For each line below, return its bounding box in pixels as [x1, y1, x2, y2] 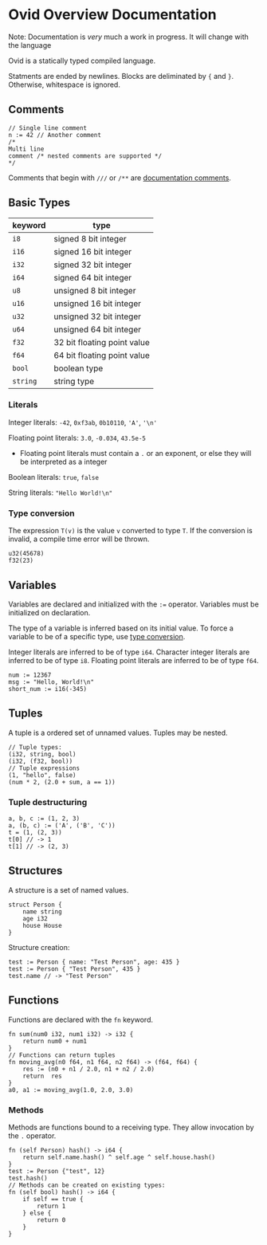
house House [22, 921, 62, 929]
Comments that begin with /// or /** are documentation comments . [8, 173, 231, 183]
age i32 [22, 914, 48, 922]
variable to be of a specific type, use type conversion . [8, 631, 186, 641]
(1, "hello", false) [8, 771, 77, 779]
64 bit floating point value [53, 349, 150, 360]
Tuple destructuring [8, 796, 88, 807]
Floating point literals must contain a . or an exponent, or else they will [19, 448, 252, 458]
